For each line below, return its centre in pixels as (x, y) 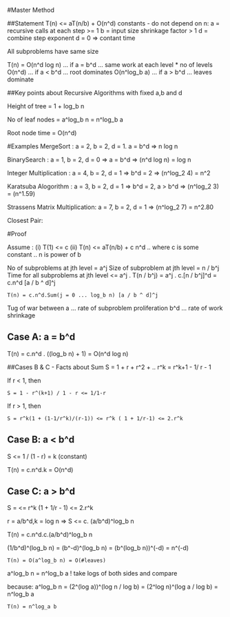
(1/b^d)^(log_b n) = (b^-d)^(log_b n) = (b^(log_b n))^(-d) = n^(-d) (98, 548)
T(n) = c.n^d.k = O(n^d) (40, 469)
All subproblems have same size (53, 51)
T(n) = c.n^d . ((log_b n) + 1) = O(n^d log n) (68, 353)
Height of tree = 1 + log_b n (46, 106)
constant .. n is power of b (44, 254)
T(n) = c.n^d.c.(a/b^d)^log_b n (50, 535)
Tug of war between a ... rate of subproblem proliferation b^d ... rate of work (115, 308)
